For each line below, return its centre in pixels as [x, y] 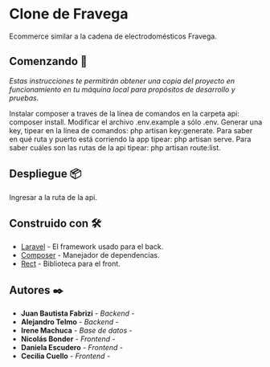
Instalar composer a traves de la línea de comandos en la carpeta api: [125, 113]
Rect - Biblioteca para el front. [71, 264]
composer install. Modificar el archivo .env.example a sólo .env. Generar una [136, 122]
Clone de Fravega [69, 14]
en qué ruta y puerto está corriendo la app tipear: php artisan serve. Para [130, 139]
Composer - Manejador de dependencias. [90, 255]
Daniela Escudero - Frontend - [72, 348]
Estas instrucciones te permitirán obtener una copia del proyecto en [122, 80]
